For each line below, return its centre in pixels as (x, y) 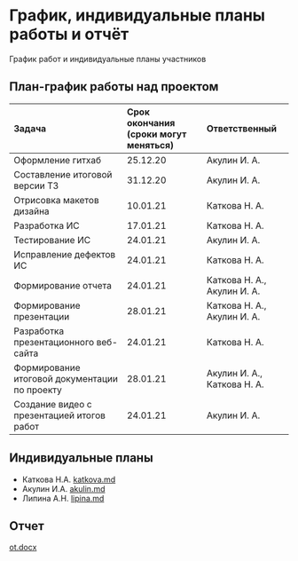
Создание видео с (53, 404)
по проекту (38, 390)
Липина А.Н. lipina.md (63, 498)
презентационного (54, 342)
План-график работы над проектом (114, 87)
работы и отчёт (69, 34)
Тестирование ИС (52, 240)
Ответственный (242, 128)
